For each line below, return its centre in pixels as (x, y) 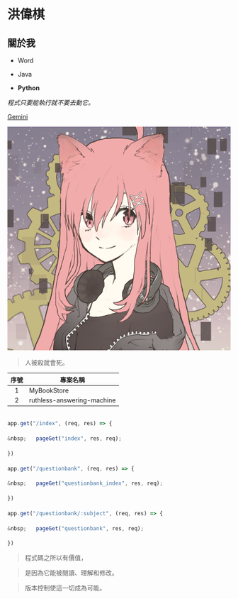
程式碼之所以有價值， (56, 558)
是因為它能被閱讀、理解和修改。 (71, 573)
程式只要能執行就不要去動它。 (51, 103)
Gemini (18, 117)
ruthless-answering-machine (73, 400)
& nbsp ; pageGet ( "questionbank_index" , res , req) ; (85, 483)
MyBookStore (49, 390)
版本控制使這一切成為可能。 (65, 588)
